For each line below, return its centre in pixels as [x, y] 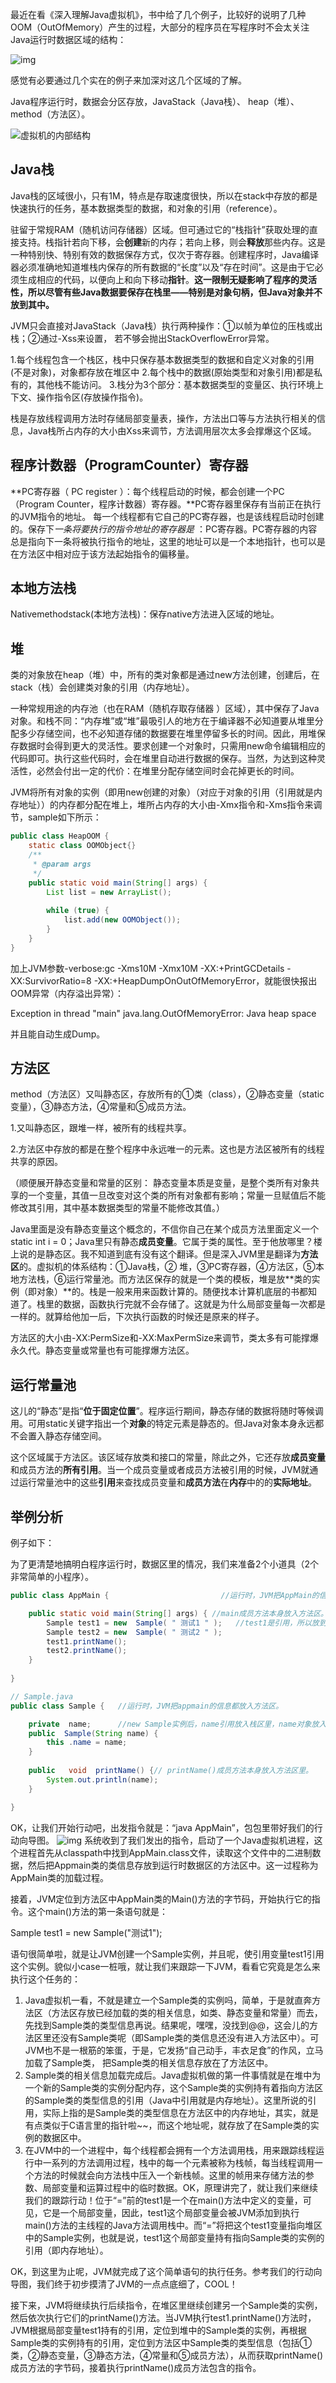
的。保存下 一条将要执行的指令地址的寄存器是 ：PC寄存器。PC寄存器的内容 [164, 529]
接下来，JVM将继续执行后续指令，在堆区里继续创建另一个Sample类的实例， [166, 2305]
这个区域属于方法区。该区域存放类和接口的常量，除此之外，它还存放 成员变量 [168, 1457]
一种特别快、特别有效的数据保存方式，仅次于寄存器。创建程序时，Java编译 [165, 254]
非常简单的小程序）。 [52, 1577]
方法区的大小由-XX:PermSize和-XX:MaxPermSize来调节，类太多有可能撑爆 [164, 1338]
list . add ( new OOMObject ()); [122, 920]
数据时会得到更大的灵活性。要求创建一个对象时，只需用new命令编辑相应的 [172, 746]
